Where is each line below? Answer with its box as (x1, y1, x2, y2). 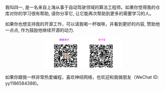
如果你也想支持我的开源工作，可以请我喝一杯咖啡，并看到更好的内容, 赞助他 (5, 21, 160, 27)
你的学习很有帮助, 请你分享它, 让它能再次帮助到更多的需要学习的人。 (13, 10, 154, 16)
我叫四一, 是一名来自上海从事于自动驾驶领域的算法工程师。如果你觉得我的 (5, 4, 156, 10)
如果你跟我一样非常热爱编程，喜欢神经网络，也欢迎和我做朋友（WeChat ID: (5, 74, 159, 80)
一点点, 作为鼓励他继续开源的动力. (5, 27, 75, 33)
